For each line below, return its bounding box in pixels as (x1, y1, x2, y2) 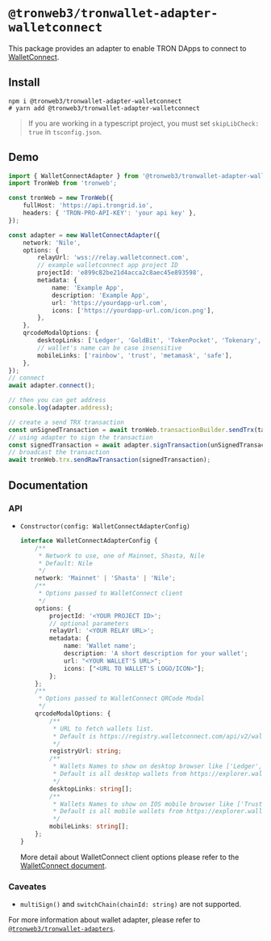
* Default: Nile (38, 559, 93, 567)
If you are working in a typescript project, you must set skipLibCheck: (27, 118, 260, 128)
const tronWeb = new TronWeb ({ (8, 194, 114, 202)
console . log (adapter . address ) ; (8, 404, 114, 412)
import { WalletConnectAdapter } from (8, 172, 139, 180)
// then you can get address (8, 396, 106, 405)
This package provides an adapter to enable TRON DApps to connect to (8, 43, 247, 53)
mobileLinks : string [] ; (49, 823, 129, 831)
